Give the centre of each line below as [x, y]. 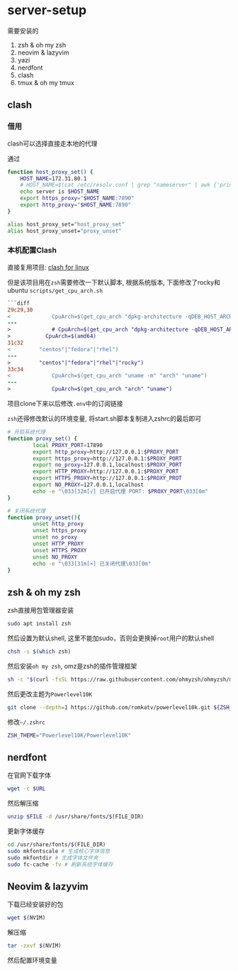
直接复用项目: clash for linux [49, 267]
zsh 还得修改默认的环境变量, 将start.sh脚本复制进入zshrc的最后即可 [104, 419]
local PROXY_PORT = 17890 [68, 445]
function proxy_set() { [42, 439]
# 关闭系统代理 [27, 511]
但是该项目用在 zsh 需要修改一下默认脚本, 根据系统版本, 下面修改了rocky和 [114, 282]
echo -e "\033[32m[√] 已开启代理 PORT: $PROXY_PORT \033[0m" [121, 491]
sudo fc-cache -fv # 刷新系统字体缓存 [60, 865]
